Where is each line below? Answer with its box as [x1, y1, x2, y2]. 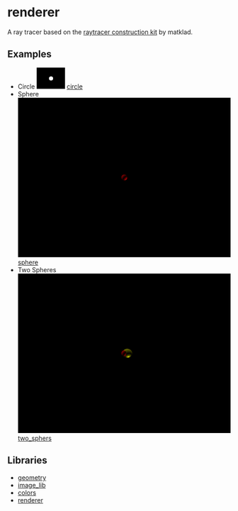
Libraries [7, 454, 47, 466]
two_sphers [17, 434, 52, 443]
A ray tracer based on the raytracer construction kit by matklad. [7, 28, 193, 36]
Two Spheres [17, 265, 57, 274]
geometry [17, 473, 47, 482]
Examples [7, 48, 52, 60]
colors [17, 488, 37, 497]
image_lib [17, 481, 46, 489]
